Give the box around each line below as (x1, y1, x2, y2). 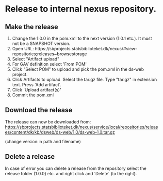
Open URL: (12, 46, 34, 51)
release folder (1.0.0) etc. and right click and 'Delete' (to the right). (5, 170, 137, 176)
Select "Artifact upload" (12, 56, 60, 61)
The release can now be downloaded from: (5, 119, 91, 124)
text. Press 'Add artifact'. (12, 82, 62, 88)
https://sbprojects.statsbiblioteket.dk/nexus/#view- (34, 46, 137, 51)
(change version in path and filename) (5, 138, 81, 144)
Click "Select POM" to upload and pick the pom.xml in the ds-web (12, 66, 144, 72)
